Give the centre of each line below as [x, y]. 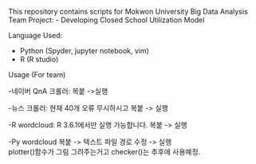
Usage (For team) [37, 74]
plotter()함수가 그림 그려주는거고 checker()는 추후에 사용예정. [104, 152]
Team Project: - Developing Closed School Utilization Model [106, 20]
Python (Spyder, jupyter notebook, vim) [85, 51]
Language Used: [35, 35]
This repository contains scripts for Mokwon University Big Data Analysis [128, 12]
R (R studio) [39, 59]
